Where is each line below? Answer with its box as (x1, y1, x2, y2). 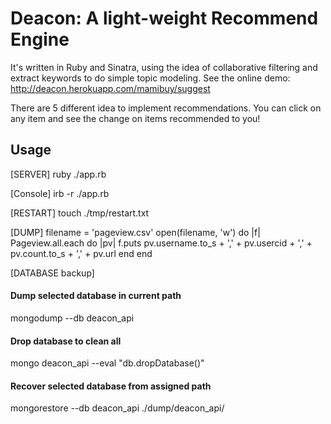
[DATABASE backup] (10, 267, 95, 279)
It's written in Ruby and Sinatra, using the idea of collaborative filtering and (10, 61, 318, 73)
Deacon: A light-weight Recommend (10, 7, 319, 30)
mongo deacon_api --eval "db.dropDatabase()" (10, 357, 205, 369)
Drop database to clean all (10, 335, 122, 347)
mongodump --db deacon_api (10, 312, 135, 324)
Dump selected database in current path (10, 290, 182, 302)
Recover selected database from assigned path (10, 380, 212, 392)
